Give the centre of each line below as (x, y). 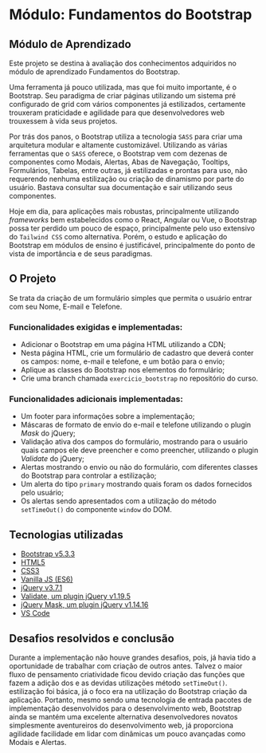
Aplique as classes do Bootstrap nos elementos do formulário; (123, 370)
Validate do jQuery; (52, 459)
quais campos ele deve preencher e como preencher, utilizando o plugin (139, 450)
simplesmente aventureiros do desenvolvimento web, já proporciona (121, 725)
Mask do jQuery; (48, 433)
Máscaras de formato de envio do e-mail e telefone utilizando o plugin (136, 425)
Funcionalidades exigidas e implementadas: (96, 327)
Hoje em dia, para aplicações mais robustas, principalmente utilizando (124, 211)
